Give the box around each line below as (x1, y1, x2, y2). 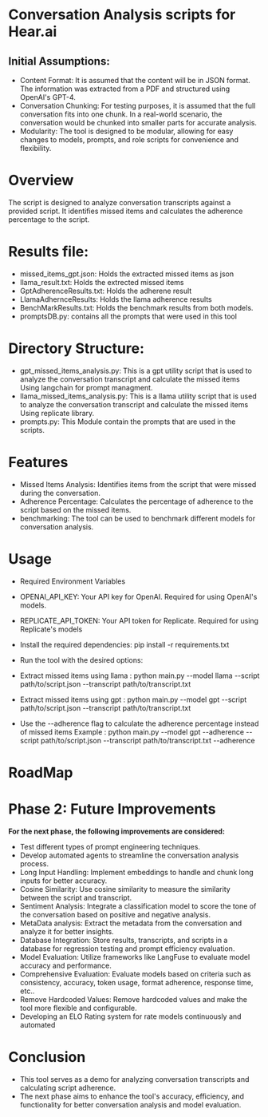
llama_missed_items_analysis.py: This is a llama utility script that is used (19, 391, 257, 401)
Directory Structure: (8, 339, 145, 358)
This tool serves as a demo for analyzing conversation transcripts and (19, 1074, 250, 1083)
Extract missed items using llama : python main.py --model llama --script (19, 671, 260, 680)
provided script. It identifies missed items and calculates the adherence (8, 206, 243, 216)
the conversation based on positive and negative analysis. (19, 909, 211, 919)
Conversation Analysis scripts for (8, 6, 236, 24)
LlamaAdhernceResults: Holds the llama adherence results (19, 294, 213, 304)
